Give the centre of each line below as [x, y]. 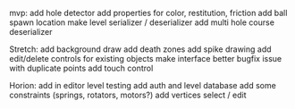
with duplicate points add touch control [81, 68]
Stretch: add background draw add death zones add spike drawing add [140, 49]
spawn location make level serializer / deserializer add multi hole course [142, 22]
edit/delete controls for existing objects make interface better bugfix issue [146, 59]
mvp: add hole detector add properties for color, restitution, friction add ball [148, 13]
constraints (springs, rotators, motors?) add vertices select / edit [128, 95]
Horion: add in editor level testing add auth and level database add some [143, 85]
